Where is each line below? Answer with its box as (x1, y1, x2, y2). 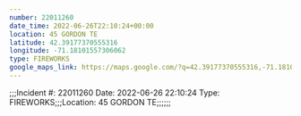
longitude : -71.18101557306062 (9, 46, 126, 55)
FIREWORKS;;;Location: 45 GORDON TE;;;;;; (9, 96, 172, 107)
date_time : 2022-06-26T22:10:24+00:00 (9, 21, 154, 30)
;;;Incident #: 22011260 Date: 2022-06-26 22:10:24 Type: (9, 87, 220, 98)
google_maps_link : (9, 63, 78, 72)
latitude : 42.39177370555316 (9, 37, 118, 47)
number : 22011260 (9, 12, 74, 22)
